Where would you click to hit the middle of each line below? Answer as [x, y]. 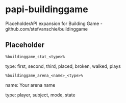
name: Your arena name [30, 85]
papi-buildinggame [47, 9]
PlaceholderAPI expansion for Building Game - [54, 23]
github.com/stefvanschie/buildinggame [47, 29]
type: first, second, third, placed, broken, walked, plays [63, 66]
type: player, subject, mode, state [40, 95]
